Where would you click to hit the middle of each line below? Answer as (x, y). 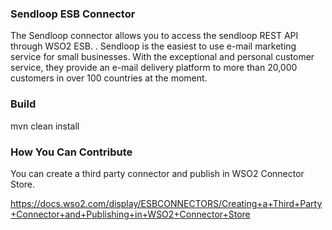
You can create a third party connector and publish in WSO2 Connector (157, 173)
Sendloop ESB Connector (73, 14)
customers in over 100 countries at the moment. (109, 78)
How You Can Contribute (71, 152)
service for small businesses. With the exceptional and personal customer (162, 57)
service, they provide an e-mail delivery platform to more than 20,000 (154, 68)
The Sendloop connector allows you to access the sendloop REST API (154, 36)
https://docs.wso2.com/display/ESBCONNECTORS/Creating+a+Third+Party (166, 203)
